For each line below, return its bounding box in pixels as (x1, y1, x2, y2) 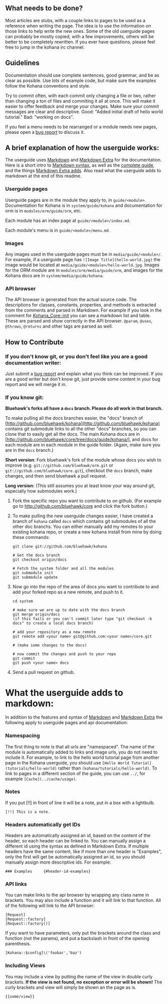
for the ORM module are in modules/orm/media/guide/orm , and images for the (5, 267, 163, 273)
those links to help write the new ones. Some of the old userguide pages (5, 28, 155, 34)
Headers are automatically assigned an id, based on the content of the (5, 832, 150, 838)
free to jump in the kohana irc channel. (5, 44, 85, 50)
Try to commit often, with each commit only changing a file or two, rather (5, 93, 156, 99)
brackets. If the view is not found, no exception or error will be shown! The (5, 979, 162, 985)
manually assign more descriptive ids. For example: (5, 859, 111, 865)
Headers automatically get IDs (5, 821, 81, 828)
